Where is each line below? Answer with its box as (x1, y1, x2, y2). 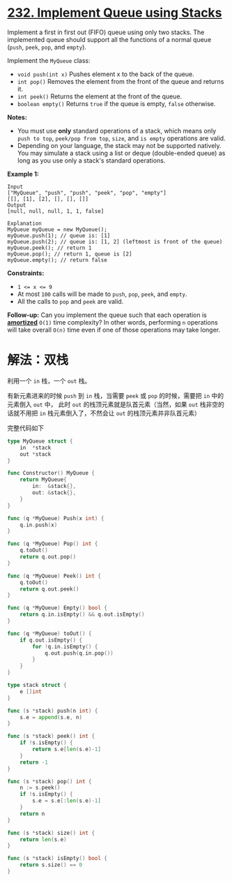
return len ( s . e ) (20, 836, 68, 843)
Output (7, 201, 26, 209)
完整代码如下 (7, 424, 44, 432)
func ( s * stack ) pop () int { (7, 778, 92, 785)
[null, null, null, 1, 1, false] (7, 207, 105, 214)
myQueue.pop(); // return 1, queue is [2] (7, 250, 132, 258)
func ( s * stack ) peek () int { (7, 733, 95, 740)
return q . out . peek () (20, 585, 79, 593)
